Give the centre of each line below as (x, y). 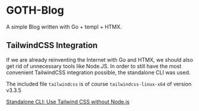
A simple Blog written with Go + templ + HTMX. (64, 27)
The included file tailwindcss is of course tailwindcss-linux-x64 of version (99, 84)
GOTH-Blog (35, 10)
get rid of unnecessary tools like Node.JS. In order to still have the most (94, 66)
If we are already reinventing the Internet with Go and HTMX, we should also (99, 59)
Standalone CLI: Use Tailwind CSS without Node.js (68, 102)
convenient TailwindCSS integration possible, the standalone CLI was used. (98, 72)
